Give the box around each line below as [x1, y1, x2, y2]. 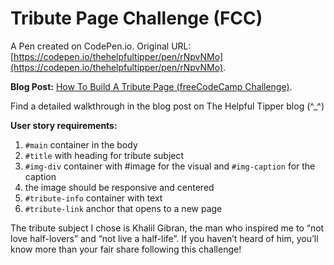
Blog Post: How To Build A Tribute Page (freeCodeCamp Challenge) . [10, 80, 293, 92]
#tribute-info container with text [24, 192, 163, 204]
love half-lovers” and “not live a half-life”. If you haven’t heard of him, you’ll [10, 232, 319, 244]
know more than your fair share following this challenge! [10, 243, 242, 255]
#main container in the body [24, 138, 138, 151]
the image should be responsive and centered [24, 181, 215, 193]
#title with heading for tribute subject [24, 149, 185, 161]
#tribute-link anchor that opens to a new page [24, 202, 223, 214]
